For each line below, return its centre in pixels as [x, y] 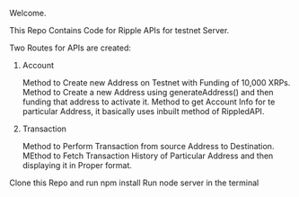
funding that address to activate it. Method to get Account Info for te [149, 102]
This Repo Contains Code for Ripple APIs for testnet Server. [119, 30]
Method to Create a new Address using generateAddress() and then [148, 92]
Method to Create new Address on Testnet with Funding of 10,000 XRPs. [156, 83]
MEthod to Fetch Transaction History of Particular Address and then [148, 156]
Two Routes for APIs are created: [70, 48]
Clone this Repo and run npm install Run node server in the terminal [134, 183]
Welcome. [28, 13]
